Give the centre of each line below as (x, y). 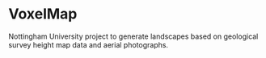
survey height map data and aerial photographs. (88, 44)
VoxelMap (43, 14)
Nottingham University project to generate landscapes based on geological (133, 36)
